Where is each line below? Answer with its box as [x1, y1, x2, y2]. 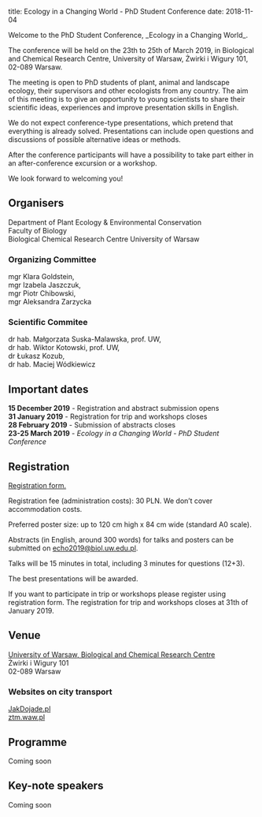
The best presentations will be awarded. [8, 574, 138, 584]
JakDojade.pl [8, 704, 51, 714]
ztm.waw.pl [8, 713, 46, 722]
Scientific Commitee [8, 317, 88, 328]
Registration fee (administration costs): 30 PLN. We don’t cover [8, 496, 213, 505]
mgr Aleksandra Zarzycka [8, 297, 92, 307]
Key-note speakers [8, 779, 104, 793]
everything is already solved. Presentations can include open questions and [8, 126, 254, 136]
